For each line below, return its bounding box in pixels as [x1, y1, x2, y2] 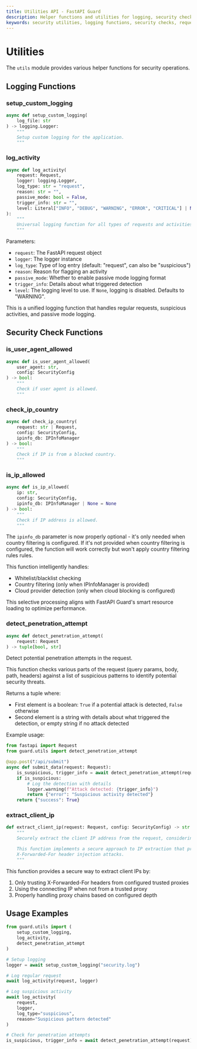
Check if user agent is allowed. [16, 386, 98, 392]
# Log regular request [6, 973, 62, 978]
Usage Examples [6, 908, 69, 918]
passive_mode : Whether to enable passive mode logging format [14, 274, 166, 281]
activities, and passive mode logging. [6, 311, 96, 318]
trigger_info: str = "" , [16, 199, 77, 206]
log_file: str [16, 118, 51, 124]
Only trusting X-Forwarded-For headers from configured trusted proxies [14, 879, 189, 886]
